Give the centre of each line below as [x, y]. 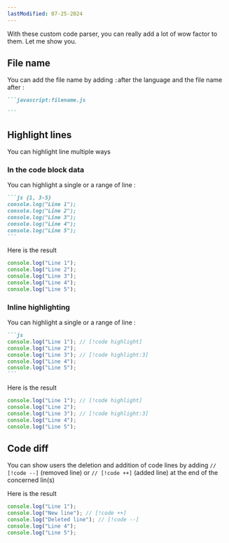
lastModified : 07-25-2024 [45, 14]
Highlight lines [40, 135]
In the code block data [46, 170]
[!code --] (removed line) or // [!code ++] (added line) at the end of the [113, 473]
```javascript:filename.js [47, 100]
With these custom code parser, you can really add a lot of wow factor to [112, 34]
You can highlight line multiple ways [59, 152]
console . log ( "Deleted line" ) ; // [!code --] [73, 520]
